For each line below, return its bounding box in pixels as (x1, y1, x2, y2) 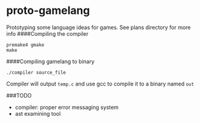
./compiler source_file (6, 69, 66, 76)
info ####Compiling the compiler (6, 30, 89, 37)
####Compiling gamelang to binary (6, 58, 95, 65)
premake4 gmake (6, 42, 45, 48)
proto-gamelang (6, 4, 90, 18)
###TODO (6, 91, 32, 99)
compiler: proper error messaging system (15, 104, 119, 111)
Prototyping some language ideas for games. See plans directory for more (6, 24, 192, 31)
